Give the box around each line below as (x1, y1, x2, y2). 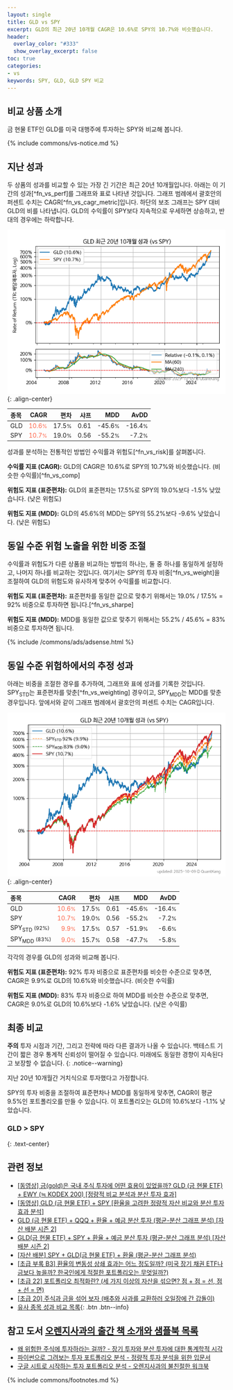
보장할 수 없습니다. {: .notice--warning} (14, 1059, 123, 1068)
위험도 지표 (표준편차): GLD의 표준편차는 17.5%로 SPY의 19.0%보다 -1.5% (7, 486, 208, 494)
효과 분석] (17, 1207, 44, 1216)
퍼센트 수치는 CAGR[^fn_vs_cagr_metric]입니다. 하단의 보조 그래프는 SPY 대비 (7, 198, 221, 206)
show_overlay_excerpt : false (13, 48, 98, 55)
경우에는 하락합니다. (19, 215, 74, 224)
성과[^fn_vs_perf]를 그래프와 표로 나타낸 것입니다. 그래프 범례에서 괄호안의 (19, 190, 222, 198)
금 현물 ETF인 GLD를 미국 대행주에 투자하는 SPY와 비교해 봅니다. (7, 125, 183, 133)
